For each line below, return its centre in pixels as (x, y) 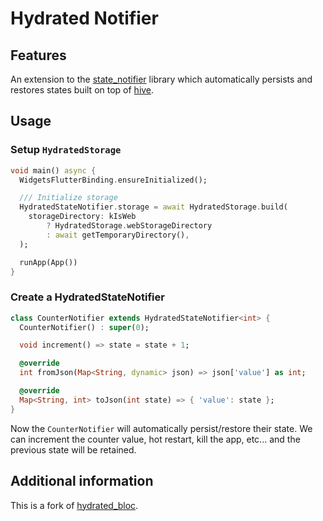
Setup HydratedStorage (66, 150)
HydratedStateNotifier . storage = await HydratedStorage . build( (153, 207)
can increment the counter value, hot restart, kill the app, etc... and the (155, 439)
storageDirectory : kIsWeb (82, 217)
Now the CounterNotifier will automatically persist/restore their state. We (161, 428)
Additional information (82, 481)
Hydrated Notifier (84, 18)
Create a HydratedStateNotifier (87, 297)
